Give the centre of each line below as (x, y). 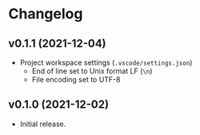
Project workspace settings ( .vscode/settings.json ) (106, 62)
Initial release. (43, 124)
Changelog (46, 14)
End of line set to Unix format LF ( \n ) (92, 71)
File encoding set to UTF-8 (76, 79)
